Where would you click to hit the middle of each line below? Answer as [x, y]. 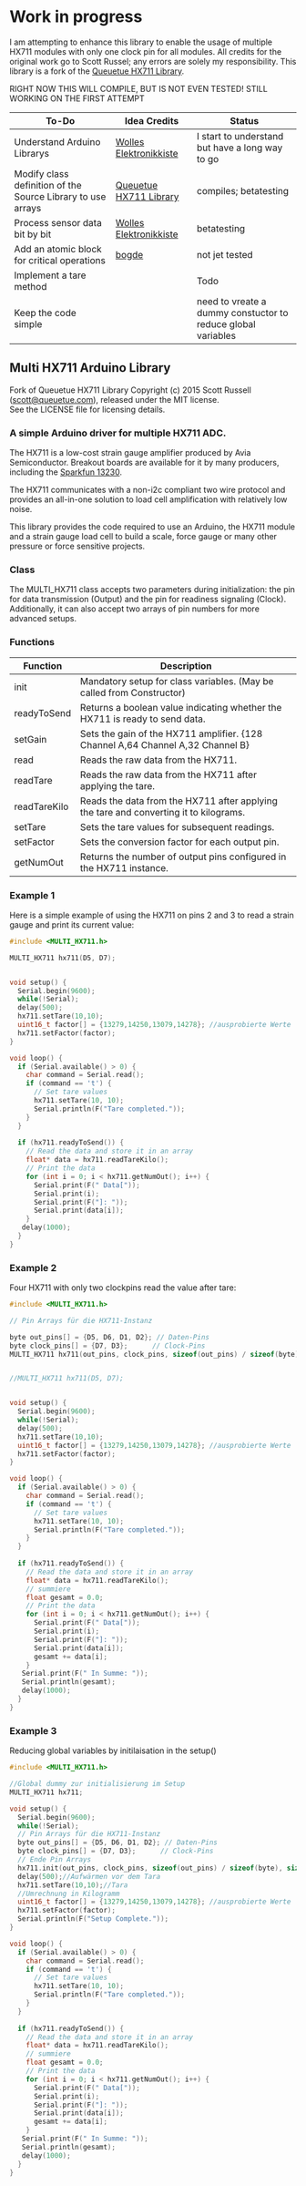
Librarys [32, 153]
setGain [31, 739]
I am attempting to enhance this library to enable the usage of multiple [141, 42]
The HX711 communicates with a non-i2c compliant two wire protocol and [148, 490]
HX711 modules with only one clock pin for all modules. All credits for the [146, 51]
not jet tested [225, 254]
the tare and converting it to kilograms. [163, 812]
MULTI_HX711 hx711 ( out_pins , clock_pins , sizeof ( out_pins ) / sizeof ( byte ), [156, 1354]
